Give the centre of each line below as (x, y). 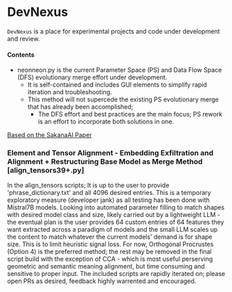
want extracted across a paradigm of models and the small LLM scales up (113, 230)
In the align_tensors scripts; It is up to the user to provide (88, 185)
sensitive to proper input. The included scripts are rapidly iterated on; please (116, 274)
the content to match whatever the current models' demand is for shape (110, 237)
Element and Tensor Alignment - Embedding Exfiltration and (110, 153)
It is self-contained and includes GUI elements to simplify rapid (117, 85)
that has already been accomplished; (80, 107)
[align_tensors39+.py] (46, 171)
